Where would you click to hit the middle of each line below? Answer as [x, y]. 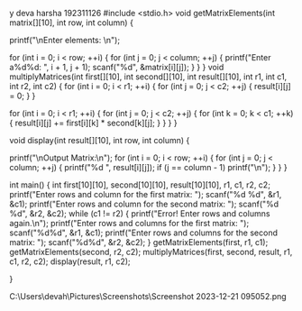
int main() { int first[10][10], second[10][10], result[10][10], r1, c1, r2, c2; [140, 185]
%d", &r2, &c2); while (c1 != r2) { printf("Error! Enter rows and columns [140, 214]
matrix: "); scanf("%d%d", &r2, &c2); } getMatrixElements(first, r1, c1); [139, 242]
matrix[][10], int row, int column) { [71, 23]
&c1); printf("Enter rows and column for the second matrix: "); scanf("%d [144, 204]
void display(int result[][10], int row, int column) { [100, 140]
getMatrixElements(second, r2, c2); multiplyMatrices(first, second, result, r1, [151, 252]
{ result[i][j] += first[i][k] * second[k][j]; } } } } [93, 123]
